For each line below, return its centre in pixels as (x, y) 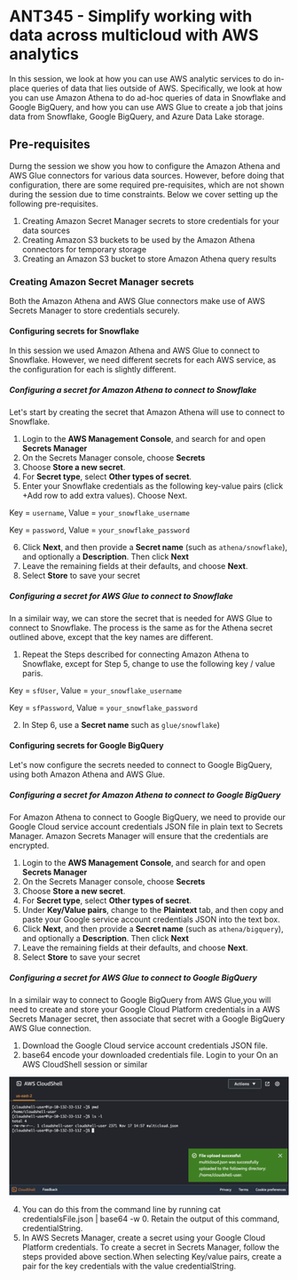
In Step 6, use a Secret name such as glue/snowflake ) (121, 725)
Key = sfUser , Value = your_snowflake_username (96, 691)
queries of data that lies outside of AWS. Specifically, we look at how (156, 88)
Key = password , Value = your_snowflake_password (100, 530)
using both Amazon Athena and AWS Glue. (87, 774)
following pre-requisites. (54, 204)
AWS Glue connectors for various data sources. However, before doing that (147, 175)
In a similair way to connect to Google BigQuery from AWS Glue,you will (140, 1000)
